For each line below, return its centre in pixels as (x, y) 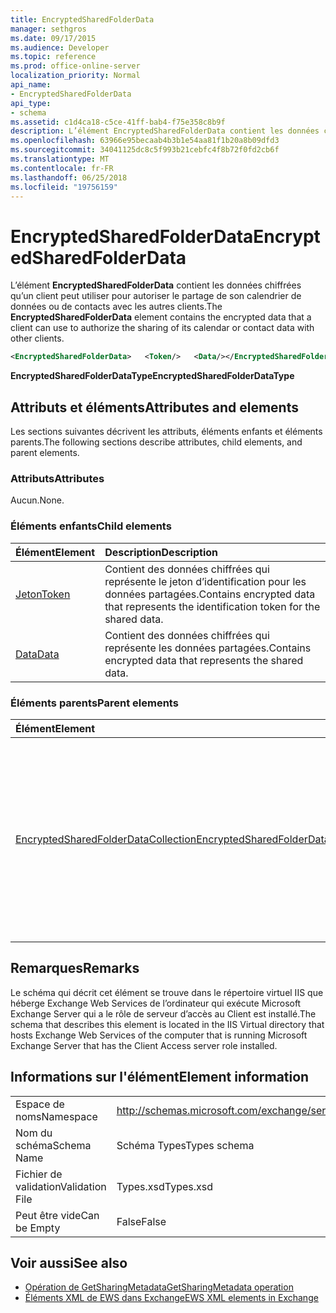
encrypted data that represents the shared (204, 660)
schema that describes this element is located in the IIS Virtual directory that (167, 1024)
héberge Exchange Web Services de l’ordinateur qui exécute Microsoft (156, 1003)
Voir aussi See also (69, 1262)
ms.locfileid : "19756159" (64, 187)
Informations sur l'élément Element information (160, 1077)
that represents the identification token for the (212, 606)
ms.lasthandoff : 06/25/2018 (69, 177)
